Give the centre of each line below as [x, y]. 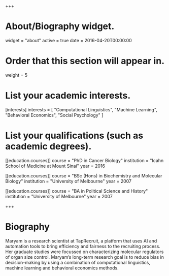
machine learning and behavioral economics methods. [62, 268]
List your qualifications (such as [74, 136]
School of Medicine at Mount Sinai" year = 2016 [55, 166]
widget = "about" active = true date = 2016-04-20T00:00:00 [69, 40]
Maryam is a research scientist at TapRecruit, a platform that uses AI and [81, 241]
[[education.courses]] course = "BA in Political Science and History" [77, 191]
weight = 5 [16, 75]
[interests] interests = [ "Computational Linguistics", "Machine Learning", [81, 109]
